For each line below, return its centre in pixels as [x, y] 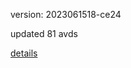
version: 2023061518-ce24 [66, 14]
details [24, 53]
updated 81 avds [44, 33]
